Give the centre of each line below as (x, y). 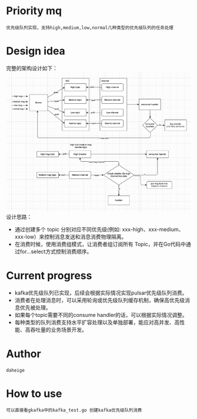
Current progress (49, 275)
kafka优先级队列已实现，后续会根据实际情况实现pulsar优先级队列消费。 (101, 293)
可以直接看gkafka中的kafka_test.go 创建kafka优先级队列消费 (74, 410)
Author (24, 354)
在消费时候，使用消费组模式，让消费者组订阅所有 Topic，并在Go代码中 (100, 244)
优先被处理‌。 (35, 307)
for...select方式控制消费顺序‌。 (56, 251)
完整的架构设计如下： (32, 68)
